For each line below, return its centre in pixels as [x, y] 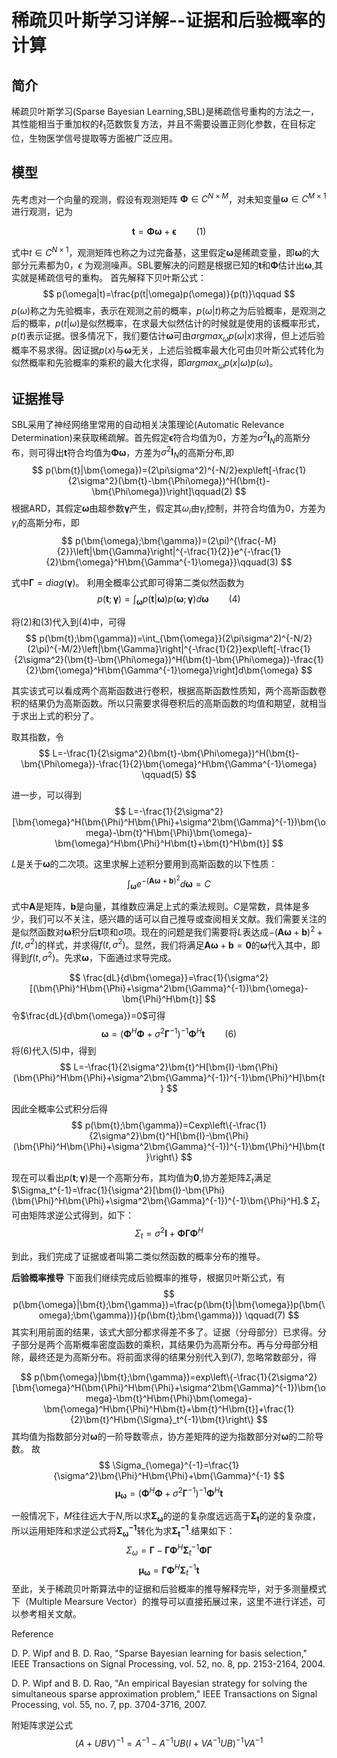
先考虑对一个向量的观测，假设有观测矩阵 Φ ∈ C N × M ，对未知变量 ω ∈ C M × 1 [169, 198]
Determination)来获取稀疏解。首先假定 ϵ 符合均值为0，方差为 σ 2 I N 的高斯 [157, 438]
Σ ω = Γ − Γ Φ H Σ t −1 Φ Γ [169, 1550]
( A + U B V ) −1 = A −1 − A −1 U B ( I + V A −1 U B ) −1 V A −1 [169, 1742]
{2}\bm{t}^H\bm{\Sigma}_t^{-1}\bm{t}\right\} [162, 1419]
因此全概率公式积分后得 [59, 1108]
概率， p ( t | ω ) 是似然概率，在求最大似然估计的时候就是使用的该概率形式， [177, 323]
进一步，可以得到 [46, 795]
